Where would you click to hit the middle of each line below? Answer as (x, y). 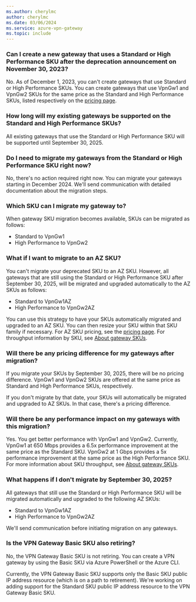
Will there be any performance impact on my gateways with (93, 419)
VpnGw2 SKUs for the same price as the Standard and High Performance (95, 95)
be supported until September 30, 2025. (55, 142)
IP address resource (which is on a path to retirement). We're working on (94, 580)
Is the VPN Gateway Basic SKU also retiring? (71, 543)
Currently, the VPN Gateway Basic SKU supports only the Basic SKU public (97, 574)
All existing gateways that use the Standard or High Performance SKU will (95, 136)
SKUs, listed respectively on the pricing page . (62, 100)
